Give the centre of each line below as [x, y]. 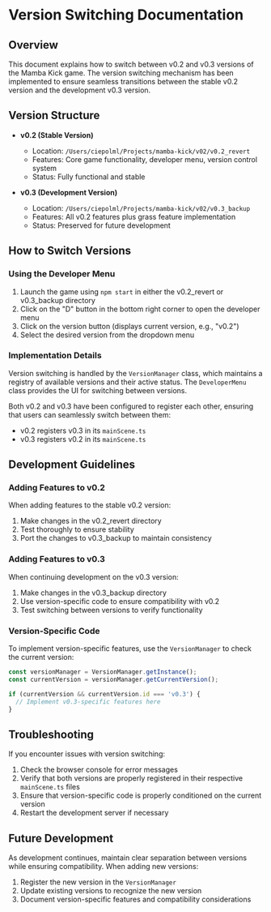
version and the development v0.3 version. [80, 90]
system [44, 168]
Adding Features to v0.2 [57, 488]
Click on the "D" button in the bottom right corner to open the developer [140, 309]
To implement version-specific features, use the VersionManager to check [130, 649]
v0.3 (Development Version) [69, 192]
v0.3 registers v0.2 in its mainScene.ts [83, 439]
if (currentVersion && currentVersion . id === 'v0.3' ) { [104, 694]
